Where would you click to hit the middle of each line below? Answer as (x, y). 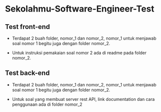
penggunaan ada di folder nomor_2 (47, 104)
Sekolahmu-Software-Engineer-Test (80, 9)
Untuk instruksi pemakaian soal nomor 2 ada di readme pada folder (79, 53)
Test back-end (27, 73)
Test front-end (27, 27)
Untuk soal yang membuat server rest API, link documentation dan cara (83, 99)
